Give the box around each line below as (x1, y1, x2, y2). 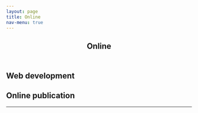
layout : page (6, 8, 38, 15)
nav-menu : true (6, 19, 44, 25)
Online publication (6, 91, 75, 101)
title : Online (6, 14, 41, 20)
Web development (6, 71, 75, 81)
